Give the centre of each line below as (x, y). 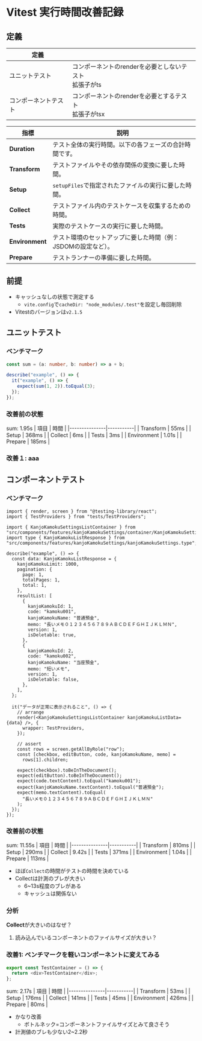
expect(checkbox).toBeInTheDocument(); (67, 770)
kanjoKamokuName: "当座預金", (64, 662)
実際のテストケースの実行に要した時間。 (110, 226)
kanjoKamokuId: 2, (51, 651)
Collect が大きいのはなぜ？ (39, 925)
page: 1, (33, 574)
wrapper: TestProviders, (53, 728)
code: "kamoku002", (52, 656)
